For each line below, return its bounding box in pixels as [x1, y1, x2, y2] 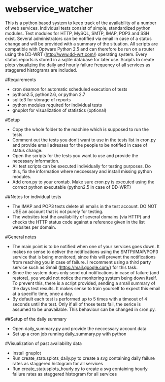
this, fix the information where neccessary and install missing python [12, 168, 152, 174]
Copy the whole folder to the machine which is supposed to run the [12, 126, 149, 132]
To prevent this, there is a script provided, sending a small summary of [12, 280, 156, 286]
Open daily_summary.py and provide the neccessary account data [12, 325, 147, 332]
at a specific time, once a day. [12, 291, 73, 297]
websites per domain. [12, 224, 57, 230]
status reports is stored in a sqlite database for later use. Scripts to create [5, 56, 154, 62]
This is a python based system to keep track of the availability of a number [5, 20, 157, 26]
